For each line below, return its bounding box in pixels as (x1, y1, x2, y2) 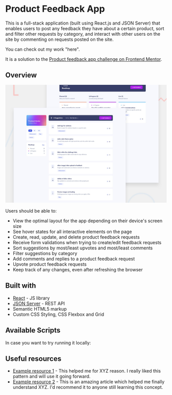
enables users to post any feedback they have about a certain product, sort (5, 25, 165, 31)
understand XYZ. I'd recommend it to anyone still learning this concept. (12, 384, 163, 390)
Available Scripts (5, 326, 60, 335)
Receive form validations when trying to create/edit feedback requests (12, 239, 162, 245)
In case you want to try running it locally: (5, 339, 91, 345)
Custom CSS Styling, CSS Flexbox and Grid (12, 311, 104, 317)
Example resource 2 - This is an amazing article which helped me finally (12, 379, 165, 385)
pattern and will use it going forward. (12, 374, 91, 380)
